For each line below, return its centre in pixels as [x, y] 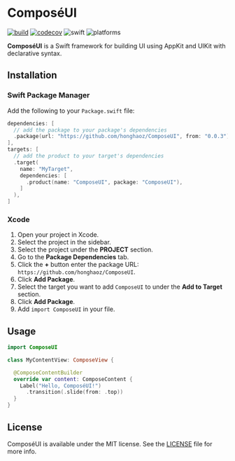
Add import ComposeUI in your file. [66, 309]
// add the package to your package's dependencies [91, 130]
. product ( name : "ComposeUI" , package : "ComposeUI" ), [104, 182]
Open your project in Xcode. [58, 235]
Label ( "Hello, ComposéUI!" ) [60, 386]
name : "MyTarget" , [47, 169]
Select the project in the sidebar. [64, 242]
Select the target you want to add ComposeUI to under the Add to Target [120, 287]
